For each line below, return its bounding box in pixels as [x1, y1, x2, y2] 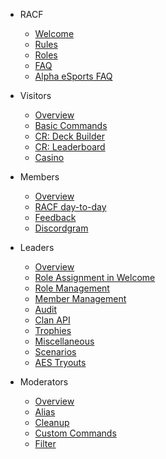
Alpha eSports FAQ [34, 70, 113, 82]
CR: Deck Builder [34, 130, 105, 142]
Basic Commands [34, 120, 108, 131]
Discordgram [34, 222, 89, 234]
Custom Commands [34, 427, 117, 439]
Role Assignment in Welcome [34, 272, 156, 283]
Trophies [34, 325, 72, 336]
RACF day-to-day [34, 201, 107, 213]
